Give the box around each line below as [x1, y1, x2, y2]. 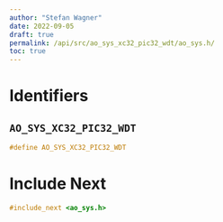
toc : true [9, 47, 47, 56]
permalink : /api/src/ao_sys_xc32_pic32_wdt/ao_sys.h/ [9, 38, 216, 48]
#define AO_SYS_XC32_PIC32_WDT [9, 143, 127, 153]
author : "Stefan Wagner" [9, 13, 103, 23]
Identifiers [9, 86, 89, 106]
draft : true [9, 30, 54, 39]
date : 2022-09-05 [9, 22, 75, 31]
